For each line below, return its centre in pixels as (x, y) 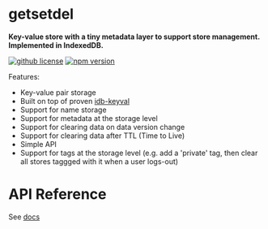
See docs (24, 217)
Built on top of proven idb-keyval (75, 101)
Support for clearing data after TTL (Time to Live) (102, 136)
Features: (24, 76)
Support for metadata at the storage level (89, 118)
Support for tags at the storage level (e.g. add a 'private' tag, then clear (139, 153)
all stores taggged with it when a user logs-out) (99, 161)
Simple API (38, 144)
